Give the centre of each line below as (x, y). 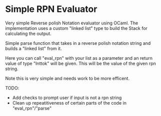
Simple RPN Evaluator (51, 9)
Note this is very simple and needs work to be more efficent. (67, 78)
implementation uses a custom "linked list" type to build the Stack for (76, 28)
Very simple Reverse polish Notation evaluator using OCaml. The (72, 23)
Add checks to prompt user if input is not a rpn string (67, 98)
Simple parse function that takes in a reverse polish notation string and (78, 43)
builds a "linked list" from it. (33, 48)
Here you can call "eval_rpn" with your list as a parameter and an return (79, 58)
